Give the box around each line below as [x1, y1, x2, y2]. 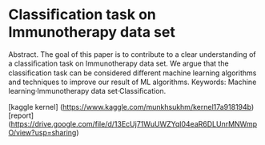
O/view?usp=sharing [8, 127, 77, 137]
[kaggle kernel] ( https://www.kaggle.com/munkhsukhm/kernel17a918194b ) [8, 102, 255, 111]
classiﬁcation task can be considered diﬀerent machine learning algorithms [8, 68, 257, 78]
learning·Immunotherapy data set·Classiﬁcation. [8, 86, 167, 95]
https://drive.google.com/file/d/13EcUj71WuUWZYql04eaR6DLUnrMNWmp [10, 119, 258, 128]
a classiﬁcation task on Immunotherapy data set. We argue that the [8, 58, 230, 68]
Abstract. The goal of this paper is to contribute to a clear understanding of [8, 49, 256, 59]
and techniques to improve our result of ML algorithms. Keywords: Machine [8, 77, 257, 87]
